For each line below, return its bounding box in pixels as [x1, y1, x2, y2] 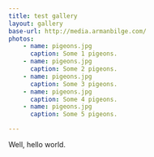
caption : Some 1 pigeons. [29, 50, 118, 58]
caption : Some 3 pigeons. [29, 80, 118, 88]
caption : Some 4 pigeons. [29, 95, 118, 103]
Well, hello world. [8, 140, 66, 149]
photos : [8, 34, 35, 43]
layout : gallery [8, 20, 63, 28]
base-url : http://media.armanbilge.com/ [8, 27, 148, 35]
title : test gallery [8, 11, 79, 20]
